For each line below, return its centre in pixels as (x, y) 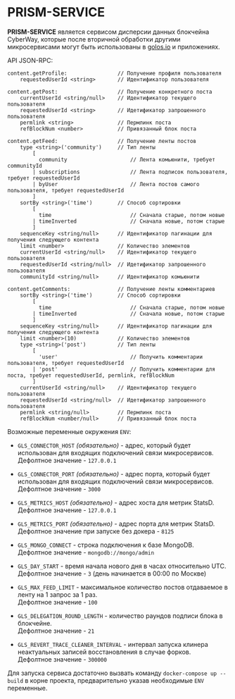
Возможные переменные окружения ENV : (69, 431)
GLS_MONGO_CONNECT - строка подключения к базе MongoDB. (106, 545)
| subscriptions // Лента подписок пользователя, (131, 172)
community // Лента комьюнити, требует (127, 159)
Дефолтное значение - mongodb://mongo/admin (86, 552)
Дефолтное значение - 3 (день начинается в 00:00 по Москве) (112, 573)
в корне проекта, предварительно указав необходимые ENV (114, 680)
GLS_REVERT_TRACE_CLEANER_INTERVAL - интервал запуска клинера (113, 644)
